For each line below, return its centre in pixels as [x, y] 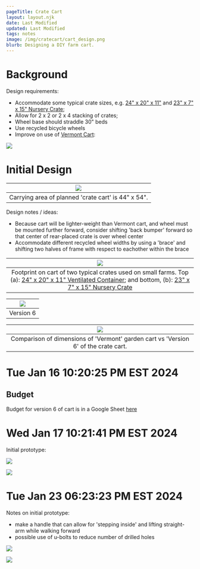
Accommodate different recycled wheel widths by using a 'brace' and [100, 242]
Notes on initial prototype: [38, 513]
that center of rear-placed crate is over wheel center [79, 236]
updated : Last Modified [36, 28]
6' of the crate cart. [100, 346]
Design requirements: [33, 91]
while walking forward [53, 530]
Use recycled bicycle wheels [50, 128]
